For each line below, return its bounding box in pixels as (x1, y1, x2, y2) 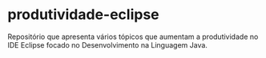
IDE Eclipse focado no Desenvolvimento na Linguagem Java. (7, 40, 208, 49)
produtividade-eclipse (7, 6, 159, 24)
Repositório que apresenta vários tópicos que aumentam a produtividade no (7, 32, 259, 41)
